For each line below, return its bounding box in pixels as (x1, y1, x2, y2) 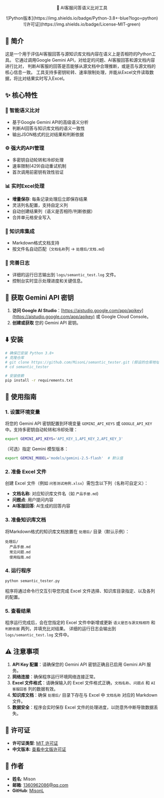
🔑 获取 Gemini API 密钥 (5, 293, 74, 302)
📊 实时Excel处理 (5, 182, 45, 189)
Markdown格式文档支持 (12, 240, 60, 246)
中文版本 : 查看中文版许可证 (12, 746, 66, 752)
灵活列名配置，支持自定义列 (12, 202, 68, 208)
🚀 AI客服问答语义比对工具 (56, 5, 108, 10)
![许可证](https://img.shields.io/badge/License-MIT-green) (23, 22, 141, 27)
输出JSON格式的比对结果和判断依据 (12, 131, 84, 137)
